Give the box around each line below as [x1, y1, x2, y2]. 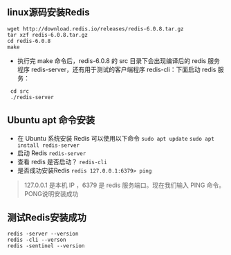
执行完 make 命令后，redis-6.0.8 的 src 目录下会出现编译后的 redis [17, 56, 206, 64]
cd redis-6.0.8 [7, 37, 51, 44]
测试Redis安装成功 [7, 212, 86, 224]
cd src [10, 87, 30, 95]
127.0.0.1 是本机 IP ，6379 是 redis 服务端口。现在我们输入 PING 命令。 [24, 181, 225, 189]
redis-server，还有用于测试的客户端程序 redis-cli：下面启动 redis [30, 65, 216, 73]
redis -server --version [7, 231, 79, 238]
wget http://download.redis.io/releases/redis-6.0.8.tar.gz [7, 25, 185, 33]
